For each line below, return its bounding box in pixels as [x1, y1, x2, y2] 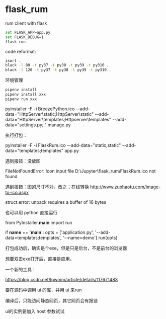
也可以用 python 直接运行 [5, 209, 58, 215]
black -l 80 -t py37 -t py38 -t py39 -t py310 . [5, 63, 109, 68]
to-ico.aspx [5, 189, 29, 195]
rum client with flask [5, 20, 47, 26]
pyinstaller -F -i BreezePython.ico [5, 106, 75, 112]
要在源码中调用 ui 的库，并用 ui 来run [5, 287, 82, 293]
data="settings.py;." [5, 122, 47, 128]
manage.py [47, 122, 71, 128]
